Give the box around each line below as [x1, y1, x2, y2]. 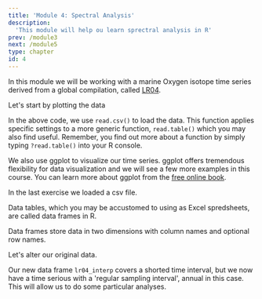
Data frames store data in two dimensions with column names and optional [8, 226, 249, 235]
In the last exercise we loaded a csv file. [8, 188, 137, 197]
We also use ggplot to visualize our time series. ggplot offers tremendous [8, 155, 245, 165]
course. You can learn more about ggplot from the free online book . [8, 172, 227, 181]
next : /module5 [8, 41, 58, 49]
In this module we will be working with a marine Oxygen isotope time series [8, 76, 252, 86]
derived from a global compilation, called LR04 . [8, 85, 162, 94]
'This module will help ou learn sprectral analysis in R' [15, 26, 213, 34]
